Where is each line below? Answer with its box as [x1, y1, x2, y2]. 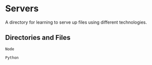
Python [5, 55, 19, 60]
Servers [5, 3, 39, 14]
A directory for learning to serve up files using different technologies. [5, 19, 147, 25]
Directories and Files [5, 33, 71, 42]
